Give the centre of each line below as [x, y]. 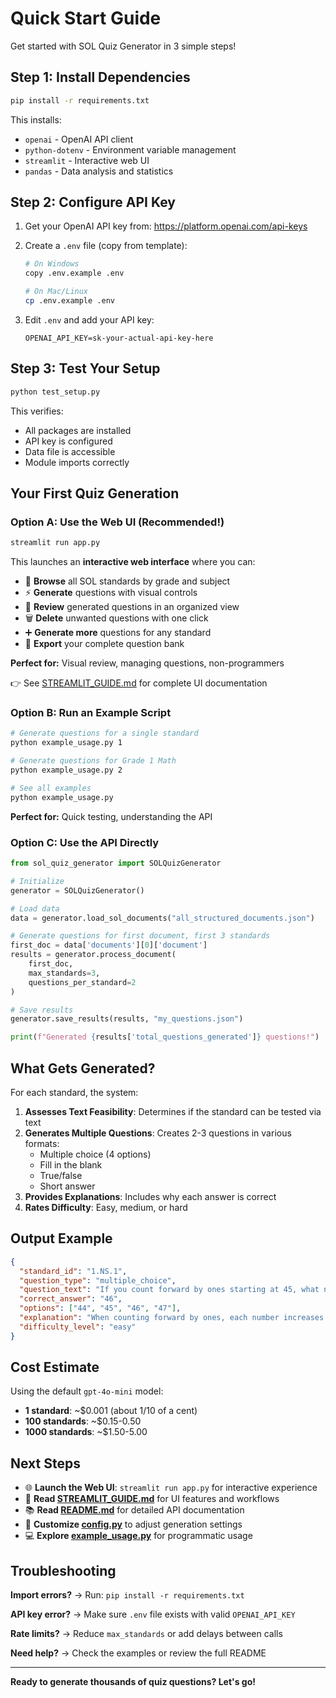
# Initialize [37, 881]
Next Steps [45, 1463]
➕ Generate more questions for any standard [118, 633]
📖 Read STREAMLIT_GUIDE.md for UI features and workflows [152, 1499]
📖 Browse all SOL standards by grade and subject [127, 581]
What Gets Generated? [83, 1068]
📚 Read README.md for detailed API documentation [134, 1510]
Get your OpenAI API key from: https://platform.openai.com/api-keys [166, 226]
